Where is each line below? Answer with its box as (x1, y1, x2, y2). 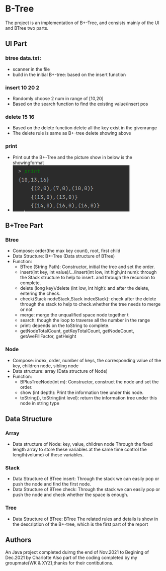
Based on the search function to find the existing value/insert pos (12, 101, 148, 107)
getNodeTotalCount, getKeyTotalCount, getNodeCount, (20, 328, 134, 334)
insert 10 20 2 (5, 84, 39, 91)
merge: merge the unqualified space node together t (20, 312, 129, 318)
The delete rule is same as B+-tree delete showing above (12, 130, 131, 136)
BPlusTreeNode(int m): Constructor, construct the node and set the (20, 378, 159, 385)
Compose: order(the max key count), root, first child (12, 248, 121, 254)
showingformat (12, 159, 44, 166)
